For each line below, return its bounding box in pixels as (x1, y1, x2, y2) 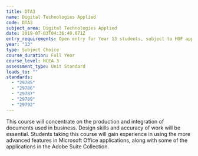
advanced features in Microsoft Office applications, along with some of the (6, 137, 188, 144)
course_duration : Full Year (6, 52, 75, 58)
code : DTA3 (6, 19, 33, 25)
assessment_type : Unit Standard (6, 63, 85, 69)
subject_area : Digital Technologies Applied (6, 25, 117, 31)
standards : (6, 74, 33, 80)
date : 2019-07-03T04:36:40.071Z (6, 31, 85, 36)
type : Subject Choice (6, 47, 60, 53)
